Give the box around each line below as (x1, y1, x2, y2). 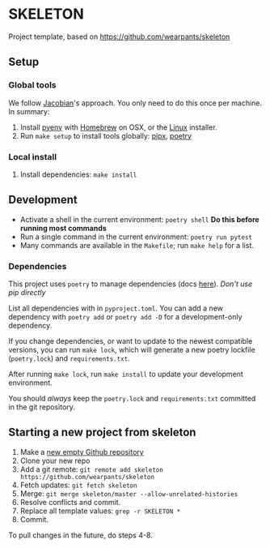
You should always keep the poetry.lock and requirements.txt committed (8, 394, 256, 404)
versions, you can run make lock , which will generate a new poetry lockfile (8, 345, 256, 355)
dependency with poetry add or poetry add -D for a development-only (8, 312, 243, 322)
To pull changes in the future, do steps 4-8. (8, 530, 154, 540)
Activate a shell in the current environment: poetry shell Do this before (19, 214, 260, 224)
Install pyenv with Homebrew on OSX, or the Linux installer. (19, 122, 217, 132)
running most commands (19, 223, 107, 233)
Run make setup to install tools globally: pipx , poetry (19, 131, 192, 140)
